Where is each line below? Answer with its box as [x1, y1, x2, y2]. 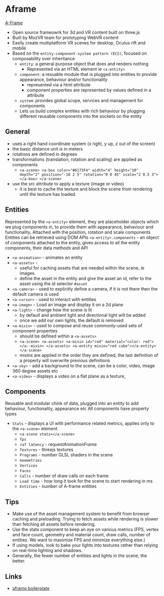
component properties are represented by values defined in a [27, 87, 151, 93]
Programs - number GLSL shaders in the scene [19, 452, 113, 458]
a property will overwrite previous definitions [19, 357, 110, 363]
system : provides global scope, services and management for [19, 97, 143, 103]
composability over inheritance [12, 55, 75, 61]
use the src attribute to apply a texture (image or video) [12, 181, 124, 186]
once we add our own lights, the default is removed [19, 317, 124, 323]
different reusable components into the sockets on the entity [19, 113, 142, 119]
